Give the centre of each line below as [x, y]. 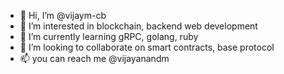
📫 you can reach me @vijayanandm [94, 58]
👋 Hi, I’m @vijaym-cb [63, 15]
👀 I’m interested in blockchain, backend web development [138, 26]
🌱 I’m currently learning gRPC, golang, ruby [109, 36]
